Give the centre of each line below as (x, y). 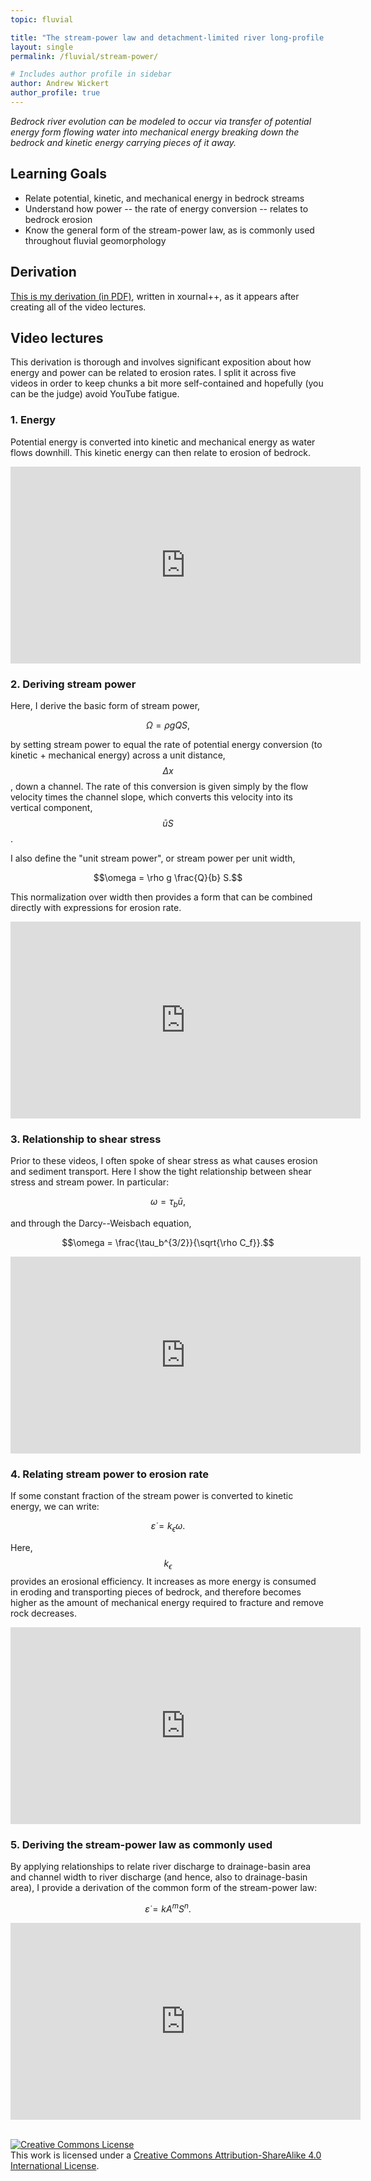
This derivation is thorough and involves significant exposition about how (161, 362)
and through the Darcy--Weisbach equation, (101, 1223)
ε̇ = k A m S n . (168, 1908)
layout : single (42, 47)
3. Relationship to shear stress (86, 1139)
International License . (55, 2165)
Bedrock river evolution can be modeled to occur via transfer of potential (161, 121)
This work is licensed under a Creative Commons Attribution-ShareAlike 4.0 (166, 2155)
